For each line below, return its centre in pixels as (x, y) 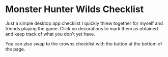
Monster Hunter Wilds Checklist (75, 9)
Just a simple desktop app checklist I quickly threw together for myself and (84, 23)
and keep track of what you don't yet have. (50, 34)
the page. (15, 49)
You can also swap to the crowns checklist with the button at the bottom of (84, 43)
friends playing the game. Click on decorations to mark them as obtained (82, 28)
